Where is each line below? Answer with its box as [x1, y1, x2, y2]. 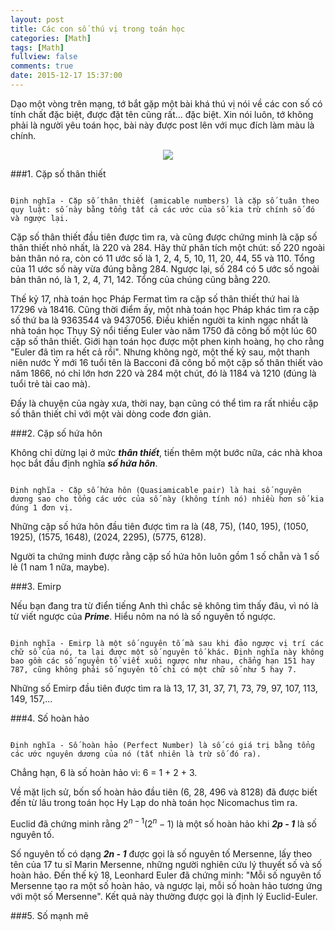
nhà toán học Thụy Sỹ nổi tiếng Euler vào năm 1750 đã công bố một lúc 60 [10, 324, 318, 336]
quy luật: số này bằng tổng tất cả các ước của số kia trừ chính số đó [10, 204, 315, 215]
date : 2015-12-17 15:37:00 [10, 71, 123, 81]
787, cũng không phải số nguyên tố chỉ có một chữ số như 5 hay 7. [10, 664, 298, 675]
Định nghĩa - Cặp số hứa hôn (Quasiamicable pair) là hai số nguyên [10, 485, 302, 495]
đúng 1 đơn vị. [10, 502, 74, 513]
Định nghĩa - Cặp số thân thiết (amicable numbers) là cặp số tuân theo [10, 196, 320, 206]
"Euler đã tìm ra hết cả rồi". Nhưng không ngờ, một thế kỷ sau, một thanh [10, 346, 310, 358]
